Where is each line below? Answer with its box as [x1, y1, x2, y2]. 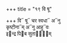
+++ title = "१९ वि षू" [6, 6, 52, 12]
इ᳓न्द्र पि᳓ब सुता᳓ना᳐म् [6, 30, 52, 37]
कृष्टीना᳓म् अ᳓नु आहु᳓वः [6, 24, 50, 30]
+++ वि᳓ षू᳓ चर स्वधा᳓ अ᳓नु [6, 17, 61, 24]
